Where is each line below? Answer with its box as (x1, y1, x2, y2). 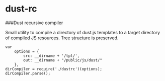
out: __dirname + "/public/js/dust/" (23, 57, 102, 63)
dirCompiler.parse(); (5, 71, 51, 76)
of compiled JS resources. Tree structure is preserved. (5, 35, 119, 41)
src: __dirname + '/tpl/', (23, 53, 80, 58)
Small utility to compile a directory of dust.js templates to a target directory (5, 29, 160, 35)
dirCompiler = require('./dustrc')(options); (5, 66, 102, 71)
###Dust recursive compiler (5, 20, 63, 26)
